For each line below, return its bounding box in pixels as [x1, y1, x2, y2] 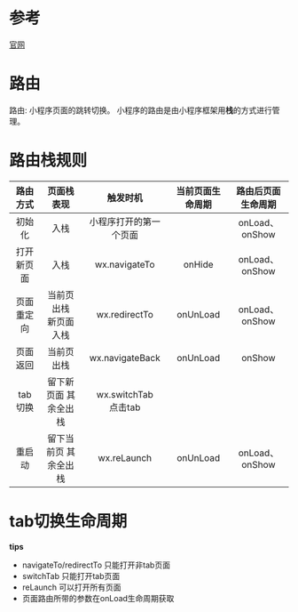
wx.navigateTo [94, 258, 155, 270]
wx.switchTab [96, 388, 153, 400]
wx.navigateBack [89, 351, 161, 364]
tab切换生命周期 [9, 511, 128, 531]
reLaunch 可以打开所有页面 [21, 582, 122, 592]
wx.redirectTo [96, 308, 153, 320]
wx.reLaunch [98, 451, 153, 463]
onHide [183, 258, 215, 270]
